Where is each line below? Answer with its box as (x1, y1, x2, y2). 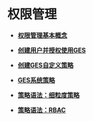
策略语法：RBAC (17, 106, 66, 114)
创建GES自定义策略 (17, 60, 74, 69)
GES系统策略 (17, 75, 55, 84)
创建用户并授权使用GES (17, 46, 86, 54)
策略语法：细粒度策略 (17, 91, 80, 99)
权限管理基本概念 (17, 31, 68, 39)
